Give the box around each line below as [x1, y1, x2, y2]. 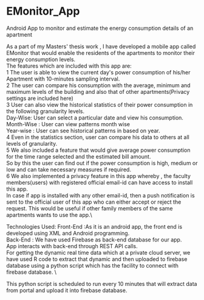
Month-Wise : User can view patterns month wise [6, 120, 131, 127]
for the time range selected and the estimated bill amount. [6, 152, 151, 160]
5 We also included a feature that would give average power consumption [6, 146, 191, 154]
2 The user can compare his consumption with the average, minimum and [6, 81, 191, 89]
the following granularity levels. [6, 107, 85, 115]
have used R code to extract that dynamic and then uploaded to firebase [6, 255, 188, 263]
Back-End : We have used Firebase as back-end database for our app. [6, 236, 182, 243]
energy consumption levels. [6, 55, 76, 63]
